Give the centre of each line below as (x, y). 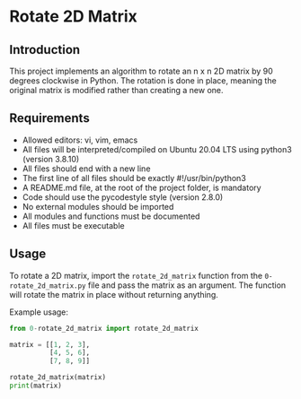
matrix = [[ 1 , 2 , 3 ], (50, 344)
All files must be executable (73, 225)
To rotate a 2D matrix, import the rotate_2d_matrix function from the (136, 275)
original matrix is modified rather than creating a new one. (116, 90)
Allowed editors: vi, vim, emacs (80, 140)
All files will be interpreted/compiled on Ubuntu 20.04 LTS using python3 (157, 149)
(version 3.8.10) (51, 159)
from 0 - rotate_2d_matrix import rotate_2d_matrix (104, 328)
